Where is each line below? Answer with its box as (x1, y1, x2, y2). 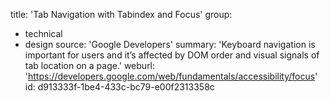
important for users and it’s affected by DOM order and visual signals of (24, 49, 320, 61)
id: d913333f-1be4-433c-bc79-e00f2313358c (24, 81, 215, 93)
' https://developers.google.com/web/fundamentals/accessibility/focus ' (24, 70, 318, 82)
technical (24, 28, 63, 39)
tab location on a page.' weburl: (24, 60, 156, 71)
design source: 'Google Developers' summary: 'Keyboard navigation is (24, 39, 316, 50)
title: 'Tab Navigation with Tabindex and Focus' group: (10, 9, 233, 20)
